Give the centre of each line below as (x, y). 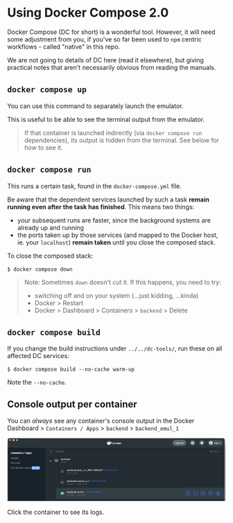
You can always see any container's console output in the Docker (101, 421)
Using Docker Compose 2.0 (88, 13)
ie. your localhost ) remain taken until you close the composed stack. (116, 242)
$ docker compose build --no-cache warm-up (71, 370)
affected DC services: (38, 356)
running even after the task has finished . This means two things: (101, 206)
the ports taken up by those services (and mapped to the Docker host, (118, 235)
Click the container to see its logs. (56, 512)
